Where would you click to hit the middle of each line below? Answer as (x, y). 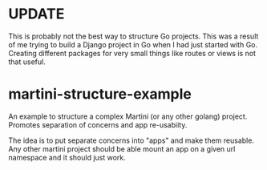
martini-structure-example (100, 94)
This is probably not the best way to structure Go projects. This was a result (133, 36)
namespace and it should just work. (67, 157)
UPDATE (36, 14)
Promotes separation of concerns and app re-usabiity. (98, 124)
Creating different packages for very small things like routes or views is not (132, 53)
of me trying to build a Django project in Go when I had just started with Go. (133, 44)
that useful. (27, 62)
